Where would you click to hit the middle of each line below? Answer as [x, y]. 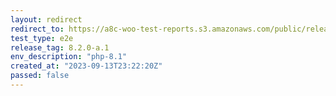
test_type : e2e [42, 38]
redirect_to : [37, 29]
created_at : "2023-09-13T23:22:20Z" [86, 66]
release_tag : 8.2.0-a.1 [60, 47]
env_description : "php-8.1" [69, 57]
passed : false [40, 76]
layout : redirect [46, 19]
